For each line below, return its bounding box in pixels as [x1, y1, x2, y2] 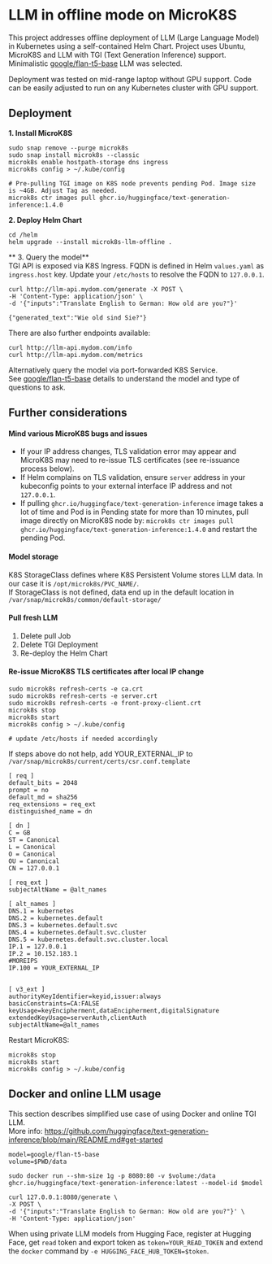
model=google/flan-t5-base [8, 1150, 100, 1158]
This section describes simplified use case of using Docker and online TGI [8, 1109, 257, 1118]
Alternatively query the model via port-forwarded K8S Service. [8, 364, 218, 375]
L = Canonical [8, 843, 57, 851]
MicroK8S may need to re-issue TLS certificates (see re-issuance [19, 455, 240, 465]
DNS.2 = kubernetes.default [8, 913, 104, 922]
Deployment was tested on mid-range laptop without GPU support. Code [8, 74, 252, 84]
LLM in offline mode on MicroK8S [8, 6, 237, 24]
